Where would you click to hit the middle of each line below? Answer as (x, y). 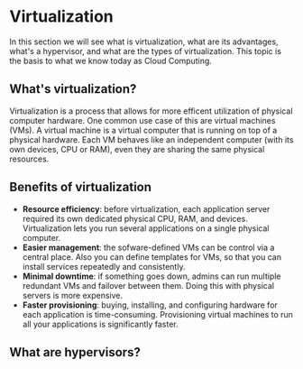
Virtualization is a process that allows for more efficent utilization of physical (151, 111)
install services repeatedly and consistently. (104, 266)
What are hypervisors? (75, 352)
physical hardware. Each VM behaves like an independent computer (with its (151, 139)
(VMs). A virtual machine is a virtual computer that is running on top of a (143, 130)
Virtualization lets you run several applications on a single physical (146, 228)
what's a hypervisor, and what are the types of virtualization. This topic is (146, 51)
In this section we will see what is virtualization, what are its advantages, (144, 42)
